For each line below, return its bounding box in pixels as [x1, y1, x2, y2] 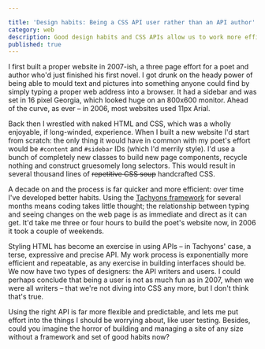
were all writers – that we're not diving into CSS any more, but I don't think [8, 284, 249, 293]
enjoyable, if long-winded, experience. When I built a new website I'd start [8, 128, 250, 137]
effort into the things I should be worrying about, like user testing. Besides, [8, 316, 251, 325]
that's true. [8, 292, 44, 302]
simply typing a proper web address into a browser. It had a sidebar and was [8, 87, 257, 97]
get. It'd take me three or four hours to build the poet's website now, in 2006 [8, 218, 256, 228]
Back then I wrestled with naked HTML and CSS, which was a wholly [8, 119, 231, 128]
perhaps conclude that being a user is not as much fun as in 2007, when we [8, 275, 255, 284]
